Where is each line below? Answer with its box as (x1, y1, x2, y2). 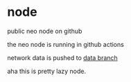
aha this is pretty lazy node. (7, 67, 87, 75)
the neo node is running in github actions (7, 40, 125, 48)
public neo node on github (7, 27, 82, 35)
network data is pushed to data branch (7, 53, 118, 62)
